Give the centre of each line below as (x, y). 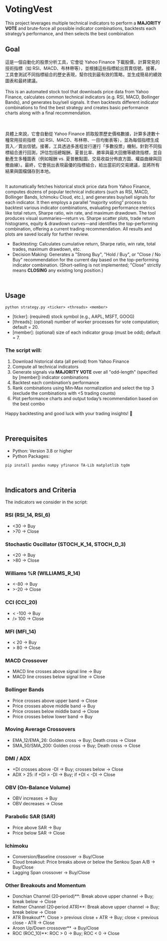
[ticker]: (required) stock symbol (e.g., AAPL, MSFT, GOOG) (73, 316)
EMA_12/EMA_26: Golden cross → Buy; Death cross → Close (74, 740)
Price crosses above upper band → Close (55, 701)
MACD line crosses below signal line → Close (59, 677)
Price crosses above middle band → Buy (54, 706)
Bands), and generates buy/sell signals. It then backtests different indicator (82, 102)
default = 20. (25, 327)
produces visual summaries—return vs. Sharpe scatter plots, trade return (80, 218)
